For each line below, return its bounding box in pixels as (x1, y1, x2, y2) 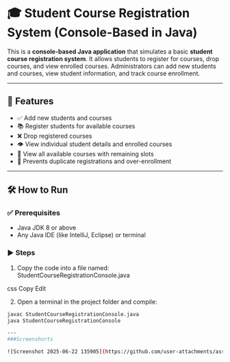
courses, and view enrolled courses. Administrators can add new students (7, 62, 217, 70)
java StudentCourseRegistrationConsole (7, 317, 121, 324)
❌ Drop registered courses (16, 132, 92, 140)
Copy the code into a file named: (16, 263, 110, 271)
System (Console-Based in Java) (7, 25, 198, 40)
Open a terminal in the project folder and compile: (16, 298, 157, 306)
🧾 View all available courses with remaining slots (16, 149, 154, 158)
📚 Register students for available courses (16, 121, 136, 130)
